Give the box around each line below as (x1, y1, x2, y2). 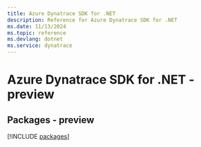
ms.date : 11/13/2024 (7, 23, 67, 30)
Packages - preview (7, 114, 95, 126)
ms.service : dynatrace (7, 42, 73, 49)
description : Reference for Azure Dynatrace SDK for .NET (7, 17, 178, 23)
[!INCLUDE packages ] (7, 133, 70, 140)
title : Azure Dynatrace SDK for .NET (7, 10, 116, 17)
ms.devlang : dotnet (7, 36, 64, 43)
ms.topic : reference (7, 29, 67, 37)
